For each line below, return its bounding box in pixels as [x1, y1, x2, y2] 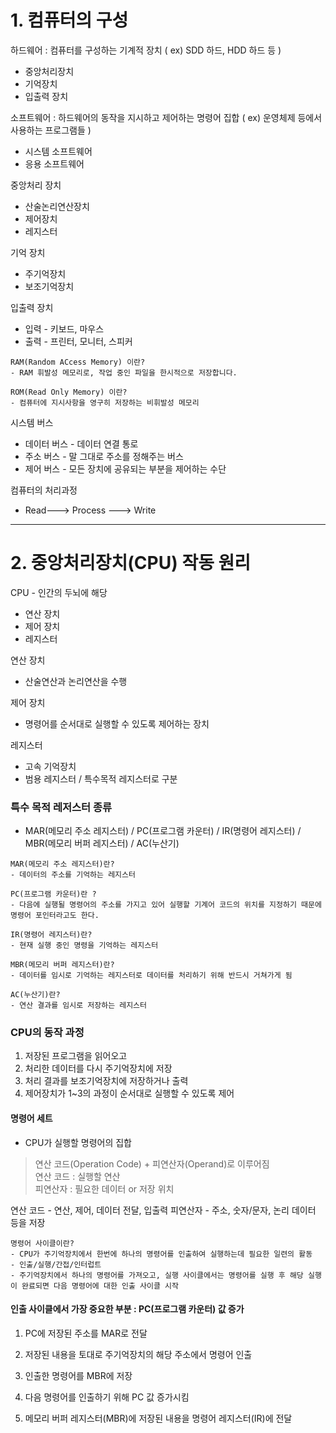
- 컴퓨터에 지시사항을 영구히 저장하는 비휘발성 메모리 [10, 397, 200, 408]
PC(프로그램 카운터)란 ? [10, 889, 97, 900]
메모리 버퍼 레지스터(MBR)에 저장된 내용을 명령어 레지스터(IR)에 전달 [24, 1412, 293, 1424]
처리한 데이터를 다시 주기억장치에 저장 [24, 1062, 173, 1075]
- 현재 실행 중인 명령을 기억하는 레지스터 [10, 941, 159, 951]
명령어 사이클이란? [10, 1238, 75, 1248]
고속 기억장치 [24, 760, 77, 772]
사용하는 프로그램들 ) [10, 124, 92, 136]
